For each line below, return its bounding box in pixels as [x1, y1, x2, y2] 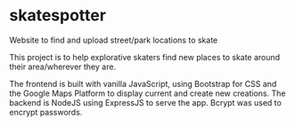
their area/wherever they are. [9, 61, 117, 72]
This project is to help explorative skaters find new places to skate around [9, 51, 281, 62]
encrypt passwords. [9, 106, 83, 117]
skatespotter [9, 5, 107, 26]
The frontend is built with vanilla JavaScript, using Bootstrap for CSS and [9, 78, 277, 89]
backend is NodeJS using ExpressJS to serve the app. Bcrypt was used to [9, 97, 283, 107]
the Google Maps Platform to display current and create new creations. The [9, 88, 286, 98]
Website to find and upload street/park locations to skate [9, 35, 218, 45]
